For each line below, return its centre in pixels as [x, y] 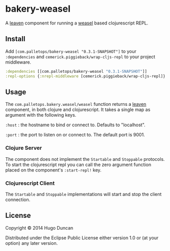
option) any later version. [31, 243]
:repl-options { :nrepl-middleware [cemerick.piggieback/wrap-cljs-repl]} [86, 76]
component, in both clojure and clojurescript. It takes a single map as [78, 109]
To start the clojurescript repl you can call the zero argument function [78, 164]
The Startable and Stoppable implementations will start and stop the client [83, 194]
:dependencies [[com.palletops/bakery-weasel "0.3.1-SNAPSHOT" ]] [76, 71]
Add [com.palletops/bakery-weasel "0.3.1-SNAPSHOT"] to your [71, 51]
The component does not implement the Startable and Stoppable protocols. [85, 159]
